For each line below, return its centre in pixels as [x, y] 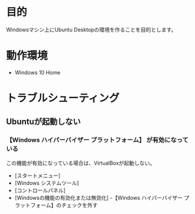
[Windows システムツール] [47, 183]
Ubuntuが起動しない [43, 122]
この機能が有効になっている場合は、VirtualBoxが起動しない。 [81, 163]
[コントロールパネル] [40, 190]
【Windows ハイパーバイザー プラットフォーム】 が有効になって [97, 140]
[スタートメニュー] [38, 176]
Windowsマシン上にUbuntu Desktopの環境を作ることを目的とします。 [91, 30]
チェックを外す [79, 205]
